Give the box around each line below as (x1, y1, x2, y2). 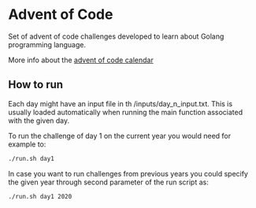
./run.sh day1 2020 (8, 192, 72, 200)
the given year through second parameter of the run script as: (8, 177, 209, 187)
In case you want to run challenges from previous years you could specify (8, 169, 248, 178)
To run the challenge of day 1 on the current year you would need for (8, 131, 232, 140)
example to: (8, 139, 46, 149)
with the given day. (8, 116, 70, 125)
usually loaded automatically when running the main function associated (8, 107, 243, 117)
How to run (8, 78, 64, 91)
